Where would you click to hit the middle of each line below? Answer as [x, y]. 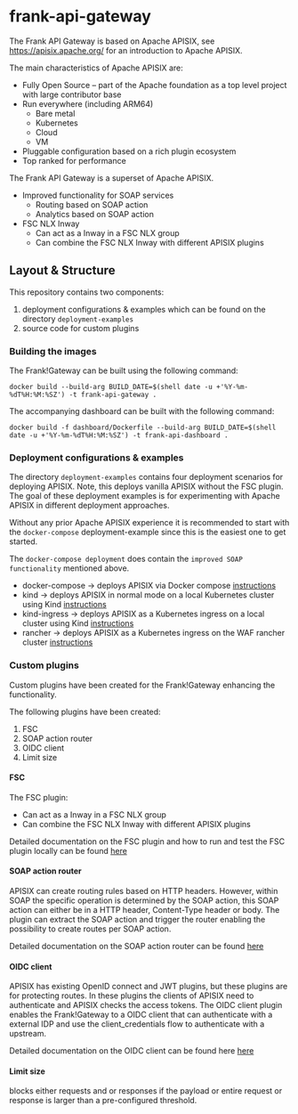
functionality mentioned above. [69, 568]
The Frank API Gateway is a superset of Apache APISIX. [112, 178]
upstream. [28, 1034]
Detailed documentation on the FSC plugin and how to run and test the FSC [147, 841]
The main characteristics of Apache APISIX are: [97, 68]
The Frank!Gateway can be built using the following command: [124, 370]
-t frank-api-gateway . [113, 395]
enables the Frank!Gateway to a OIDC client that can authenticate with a [141, 1015]
